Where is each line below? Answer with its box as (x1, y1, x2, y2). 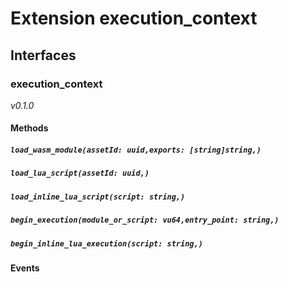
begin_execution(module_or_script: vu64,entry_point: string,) (10, 215, 280, 226)
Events (10, 262, 40, 274)
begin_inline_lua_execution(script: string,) (10, 238, 203, 249)
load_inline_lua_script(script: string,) (10, 192, 186, 202)
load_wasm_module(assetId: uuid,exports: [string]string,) (10, 145, 262, 156)
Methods (10, 122, 49, 134)
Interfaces (10, 47, 77, 64)
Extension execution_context (10, 7, 258, 30)
